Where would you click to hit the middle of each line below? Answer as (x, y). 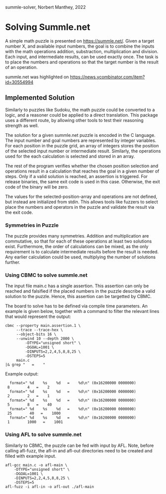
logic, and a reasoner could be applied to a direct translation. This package (82, 115)
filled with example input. (31, 456)
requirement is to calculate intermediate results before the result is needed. (82, 252)
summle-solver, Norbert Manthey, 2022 (45, 7)
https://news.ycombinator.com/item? (108, 77)
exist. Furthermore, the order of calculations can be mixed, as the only (77, 247)
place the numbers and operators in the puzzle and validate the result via (80, 207)
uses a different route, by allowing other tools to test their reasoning (74, 120)
